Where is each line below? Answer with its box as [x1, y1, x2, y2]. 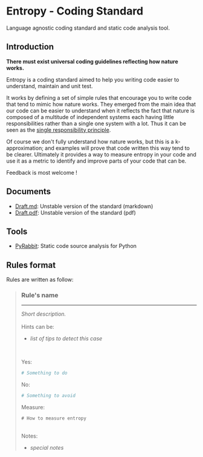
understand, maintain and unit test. [6, 82, 93, 89]
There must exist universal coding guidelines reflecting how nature [6, 57, 178, 65]
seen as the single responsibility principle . [6, 126, 111, 134]
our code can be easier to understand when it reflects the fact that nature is [6, 107, 195, 114]
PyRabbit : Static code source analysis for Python [14, 242, 137, 250]
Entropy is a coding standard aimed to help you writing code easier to [6, 76, 179, 83]
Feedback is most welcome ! [6, 169, 77, 176]
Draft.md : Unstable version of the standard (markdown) [14, 203, 153, 210]
